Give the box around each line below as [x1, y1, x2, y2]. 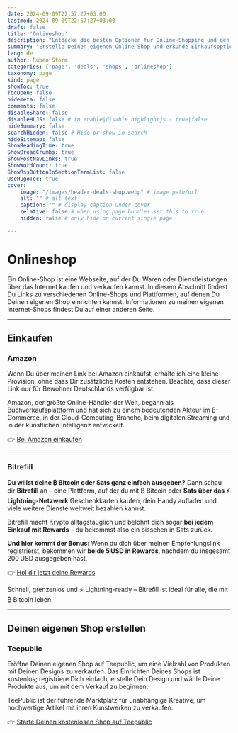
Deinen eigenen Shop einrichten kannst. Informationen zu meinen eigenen [7, 297, 225, 306]
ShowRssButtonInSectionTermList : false [7, 168, 125, 176]
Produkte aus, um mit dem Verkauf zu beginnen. [7, 682, 149, 691]
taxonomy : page [7, 69, 52, 77]
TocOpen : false [7, 89, 52, 96]
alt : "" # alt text [20, 195, 78, 202]
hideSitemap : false [7, 135, 65, 142]
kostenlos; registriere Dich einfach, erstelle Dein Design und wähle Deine [7, 675, 220, 683]
